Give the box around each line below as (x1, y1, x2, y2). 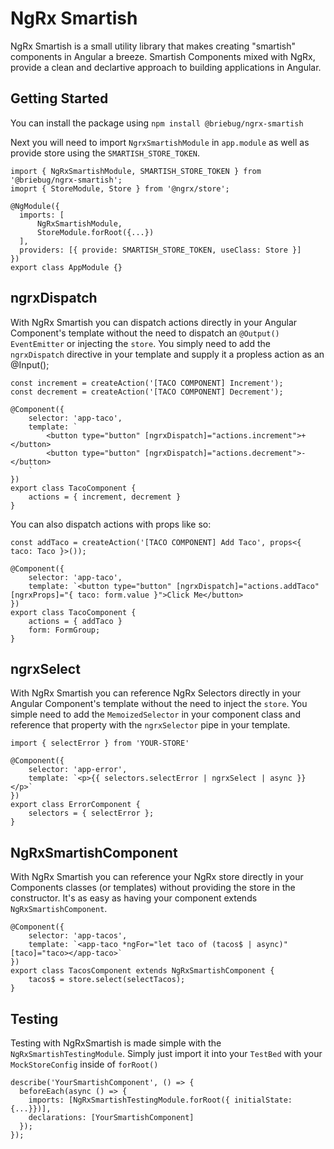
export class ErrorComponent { (10, 800, 141, 810)
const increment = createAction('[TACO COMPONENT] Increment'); (10, 378, 284, 388)
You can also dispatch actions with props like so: (10, 518, 212, 530)
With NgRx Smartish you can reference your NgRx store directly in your (10, 871, 304, 883)
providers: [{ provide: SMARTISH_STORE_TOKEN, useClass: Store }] (19, 245, 302, 255)
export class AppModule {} (10, 262, 123, 272)
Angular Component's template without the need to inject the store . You (10, 698, 308, 710)
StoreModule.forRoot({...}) (36, 227, 155, 237)
